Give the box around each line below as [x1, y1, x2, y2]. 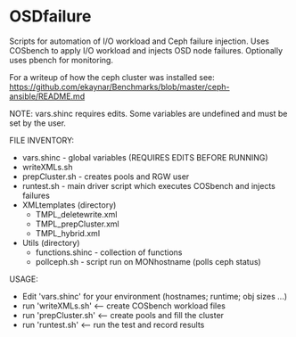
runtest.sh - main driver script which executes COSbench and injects [21, 180, 276, 191]
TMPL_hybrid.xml [35, 227, 101, 238]
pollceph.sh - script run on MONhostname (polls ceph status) [35, 256, 261, 267]
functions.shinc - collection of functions [35, 247, 183, 258]
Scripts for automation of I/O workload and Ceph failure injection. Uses [9, 36, 270, 46]
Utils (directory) [21, 237, 80, 248]
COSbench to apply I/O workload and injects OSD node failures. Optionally [9, 45, 284, 55]
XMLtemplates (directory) [21, 199, 117, 210]
